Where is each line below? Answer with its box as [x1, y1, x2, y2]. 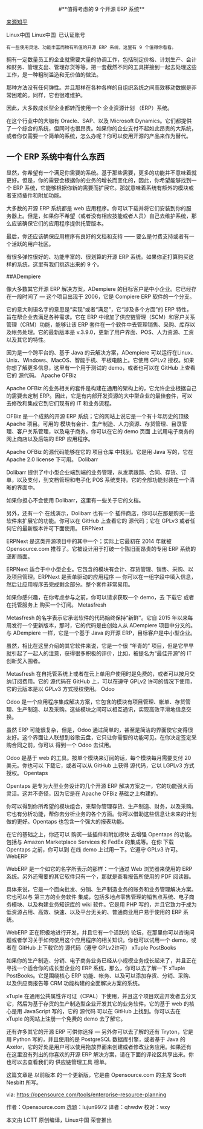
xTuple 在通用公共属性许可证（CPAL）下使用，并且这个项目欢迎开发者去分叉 [6, 992, 196, 999]
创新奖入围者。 [6, 657, 43, 664]
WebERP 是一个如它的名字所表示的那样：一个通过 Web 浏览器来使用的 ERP [6, 865, 193, 872]
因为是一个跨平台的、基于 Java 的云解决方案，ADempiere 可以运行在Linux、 [6, 348, 196, 356]
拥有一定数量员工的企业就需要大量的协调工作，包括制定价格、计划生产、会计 [6, 56, 197, 63]
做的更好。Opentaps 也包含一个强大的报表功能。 [6, 818, 128, 825]
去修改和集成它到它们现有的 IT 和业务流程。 [6, 399, 115, 407]
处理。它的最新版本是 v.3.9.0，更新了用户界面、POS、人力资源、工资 [22, 328, 195, 336]
